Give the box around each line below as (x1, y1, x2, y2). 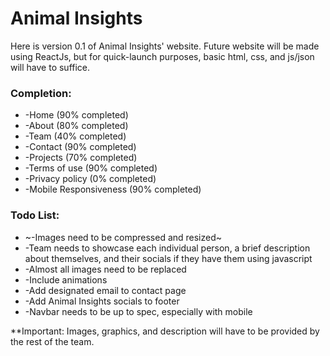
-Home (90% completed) (24, 109, 129, 121)
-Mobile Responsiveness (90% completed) (24, 183, 202, 196)
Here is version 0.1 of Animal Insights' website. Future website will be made (10, 40, 320, 52)
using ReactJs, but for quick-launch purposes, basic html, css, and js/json (10, 50, 315, 62)
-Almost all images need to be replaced (24, 263, 187, 275)
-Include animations (24, 273, 108, 286)
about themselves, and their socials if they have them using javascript (24, 252, 313, 264)
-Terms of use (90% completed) (24, 162, 158, 174)
